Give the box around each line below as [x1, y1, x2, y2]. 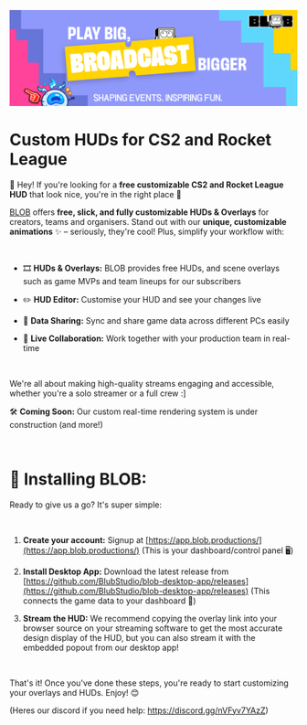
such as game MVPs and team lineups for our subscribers [22, 275, 242, 286]
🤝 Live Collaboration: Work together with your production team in [22, 333, 271, 344]
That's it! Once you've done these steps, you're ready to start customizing [9, 677, 290, 688]
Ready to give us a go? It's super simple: [9, 499, 163, 510]
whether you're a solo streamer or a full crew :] [9, 388, 186, 399]
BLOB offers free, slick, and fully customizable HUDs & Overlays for [9, 207, 270, 218]
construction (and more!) [9, 419, 103, 430]
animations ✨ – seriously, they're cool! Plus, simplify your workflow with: [9, 226, 285, 237]
